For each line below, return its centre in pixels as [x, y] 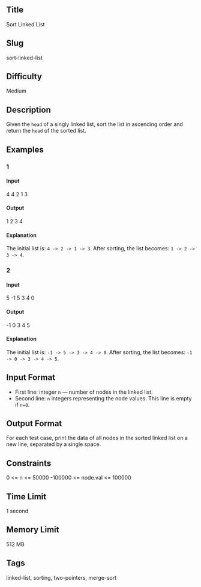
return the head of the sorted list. [46, 131]
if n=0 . [22, 405]
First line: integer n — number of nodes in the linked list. [84, 392]
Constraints [29, 463]
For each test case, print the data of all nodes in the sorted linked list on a [97, 438]
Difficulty [24, 77]
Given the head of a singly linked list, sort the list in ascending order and [94, 124]
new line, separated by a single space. [54, 444]
